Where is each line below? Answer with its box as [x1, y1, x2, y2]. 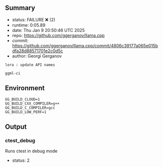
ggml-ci [5, 71, 21, 76]
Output [5, 123, 27, 131]
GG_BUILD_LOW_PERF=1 [5, 109, 47, 114]
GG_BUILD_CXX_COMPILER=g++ [5, 101, 60, 106]
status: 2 [12, 157, 30, 164]
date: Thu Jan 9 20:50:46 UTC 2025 [12, 27, 85, 33]
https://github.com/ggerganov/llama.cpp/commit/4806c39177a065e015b [12, 43, 158, 48]
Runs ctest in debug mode [5, 148, 58, 154]
